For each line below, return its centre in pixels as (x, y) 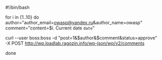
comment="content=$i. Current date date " (50, 28)
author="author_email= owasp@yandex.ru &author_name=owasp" (74, 23)
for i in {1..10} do (22, 17)
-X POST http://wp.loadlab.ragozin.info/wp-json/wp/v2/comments (75, 43)
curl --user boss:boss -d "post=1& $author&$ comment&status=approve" (81, 38)
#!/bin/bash (17, 7)
